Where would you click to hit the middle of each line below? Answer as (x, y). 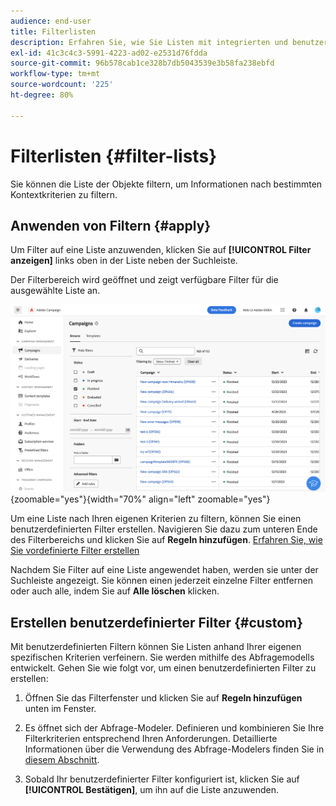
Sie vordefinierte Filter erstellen (75, 551)
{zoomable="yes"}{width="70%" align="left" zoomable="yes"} (140, 499)
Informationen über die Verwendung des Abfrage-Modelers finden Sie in (174, 749)
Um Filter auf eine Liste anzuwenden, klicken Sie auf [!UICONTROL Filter (161, 250)
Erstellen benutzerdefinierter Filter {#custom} (157, 622)
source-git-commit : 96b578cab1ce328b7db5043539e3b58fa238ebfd (142, 63)
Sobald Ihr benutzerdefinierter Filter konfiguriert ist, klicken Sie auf (162, 779)
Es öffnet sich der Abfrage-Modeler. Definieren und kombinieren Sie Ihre (174, 727)
